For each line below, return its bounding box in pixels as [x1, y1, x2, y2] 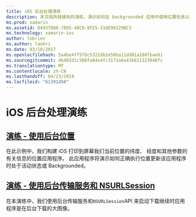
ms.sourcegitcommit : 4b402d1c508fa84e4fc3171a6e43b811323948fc [6, 57, 163, 63]
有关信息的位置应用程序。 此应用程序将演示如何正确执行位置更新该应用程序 [6, 155, 187, 162]
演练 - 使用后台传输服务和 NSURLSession [6, 181, 155, 191]
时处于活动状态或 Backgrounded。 [6, 162, 89, 169]
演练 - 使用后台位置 [6, 131, 75, 141]
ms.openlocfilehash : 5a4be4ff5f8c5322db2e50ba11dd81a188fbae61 [6, 52, 163, 58]
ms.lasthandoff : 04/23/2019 [6, 73, 75, 79]
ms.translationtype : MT [6, 62, 64, 69]
